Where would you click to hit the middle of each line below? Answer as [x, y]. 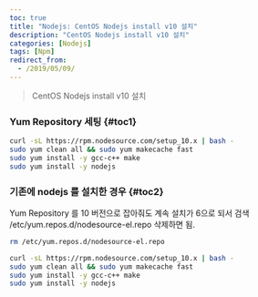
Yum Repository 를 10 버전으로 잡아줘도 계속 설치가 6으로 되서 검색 [129, 213]
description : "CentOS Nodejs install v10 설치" [99, 35]
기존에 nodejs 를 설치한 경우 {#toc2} [87, 191]
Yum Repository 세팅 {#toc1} [73, 121]
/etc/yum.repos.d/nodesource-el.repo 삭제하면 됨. [103, 224]
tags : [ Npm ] [32, 52]
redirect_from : [38, 60]
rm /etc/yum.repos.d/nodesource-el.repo [88, 241]
